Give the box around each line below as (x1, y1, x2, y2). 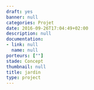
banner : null (6, 14, 38, 20)
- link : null (6, 42, 38, 48)
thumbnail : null (6, 63, 46, 70)
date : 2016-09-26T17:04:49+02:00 (6, 25, 89, 31)
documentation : (6, 36, 44, 42)
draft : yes (6, 8, 33, 15)
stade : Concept (6, 58, 44, 64)
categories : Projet (6, 20, 54, 25)
